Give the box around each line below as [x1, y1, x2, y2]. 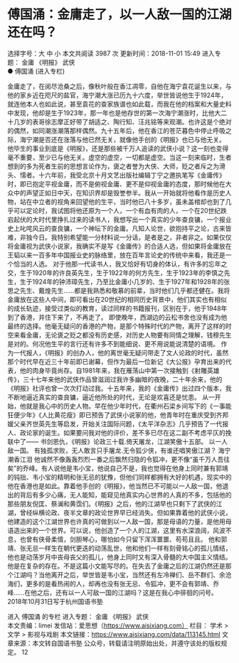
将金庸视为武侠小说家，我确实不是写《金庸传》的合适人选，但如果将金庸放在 [7, 242, 232, 250]
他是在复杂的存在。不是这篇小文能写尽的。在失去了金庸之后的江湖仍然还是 [7, 561, 225, 570]
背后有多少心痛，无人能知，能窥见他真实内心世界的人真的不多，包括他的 [19, 490, 232, 499]
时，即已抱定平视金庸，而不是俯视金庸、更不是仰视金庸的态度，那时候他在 [7, 179, 225, 188]
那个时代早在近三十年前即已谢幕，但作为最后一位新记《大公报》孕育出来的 [7, 357, 225, 366]
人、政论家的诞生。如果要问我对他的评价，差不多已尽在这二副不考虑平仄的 [7, 428, 225, 437]
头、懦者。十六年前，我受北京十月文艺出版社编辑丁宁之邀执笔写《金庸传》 [7, 171, 225, 179]
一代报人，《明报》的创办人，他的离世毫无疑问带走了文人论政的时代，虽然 [13, 348, 229, 357]
